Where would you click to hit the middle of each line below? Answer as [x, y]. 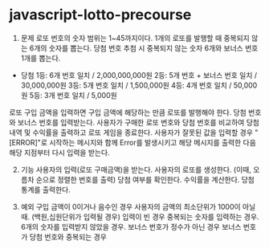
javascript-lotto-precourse [100, 15]
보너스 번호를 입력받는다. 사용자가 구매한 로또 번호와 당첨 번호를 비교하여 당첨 [139, 122]
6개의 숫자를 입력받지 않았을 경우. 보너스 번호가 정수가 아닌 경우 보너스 [131, 227]
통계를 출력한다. [45, 190]
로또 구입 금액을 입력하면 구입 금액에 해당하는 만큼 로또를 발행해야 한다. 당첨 [128, 112]
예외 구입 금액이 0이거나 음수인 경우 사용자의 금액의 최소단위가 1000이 [130, 206]
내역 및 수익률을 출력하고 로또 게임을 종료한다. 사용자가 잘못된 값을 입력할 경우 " [134, 132]
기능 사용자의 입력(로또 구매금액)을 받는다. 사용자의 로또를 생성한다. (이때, [136, 169]
